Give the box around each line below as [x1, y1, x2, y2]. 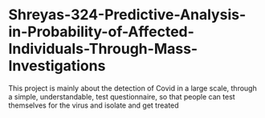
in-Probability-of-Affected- [8, 22, 195, 41]
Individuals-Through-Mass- [8, 40, 198, 58]
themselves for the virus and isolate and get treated [8, 100, 179, 110]
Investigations [8, 57, 106, 75]
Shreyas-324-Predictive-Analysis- [8, 6, 247, 24]
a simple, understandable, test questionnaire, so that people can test [8, 92, 235, 101]
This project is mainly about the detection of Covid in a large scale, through [8, 83, 257, 93]
